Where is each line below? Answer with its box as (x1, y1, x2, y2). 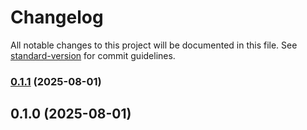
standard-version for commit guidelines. (10, 49, 176, 61)
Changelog (10, 6, 104, 29)
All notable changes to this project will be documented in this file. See (10, 39, 298, 51)
